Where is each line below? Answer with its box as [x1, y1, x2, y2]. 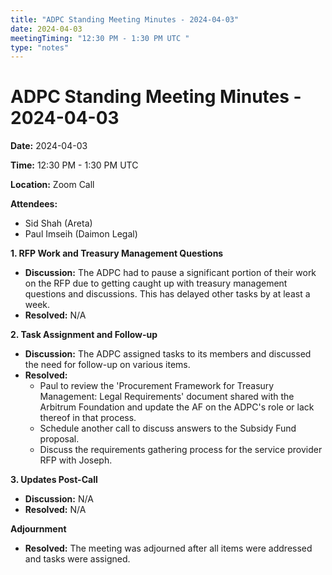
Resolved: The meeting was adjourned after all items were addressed [24, 542, 313, 555]
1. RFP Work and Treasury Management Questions [10, 247, 224, 260]
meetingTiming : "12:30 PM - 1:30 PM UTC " [10, 33, 190, 43]
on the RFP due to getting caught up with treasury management [24, 277, 288, 290]
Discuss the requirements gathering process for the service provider [39, 444, 323, 456]
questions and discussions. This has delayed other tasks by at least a [24, 288, 311, 300]
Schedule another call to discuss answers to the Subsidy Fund [39, 422, 297, 435]
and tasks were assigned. [24, 553, 131, 565]
